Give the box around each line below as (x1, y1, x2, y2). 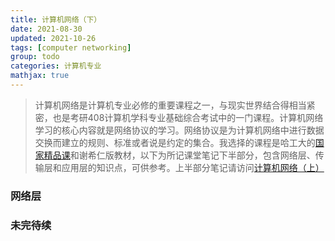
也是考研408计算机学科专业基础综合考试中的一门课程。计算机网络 (52, 111, 324, 123)
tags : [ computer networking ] (10, 42, 132, 53)
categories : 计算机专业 (10, 61, 102, 71)
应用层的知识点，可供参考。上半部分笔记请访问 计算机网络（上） (61, 161, 325, 173)
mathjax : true (10, 71, 70, 81)
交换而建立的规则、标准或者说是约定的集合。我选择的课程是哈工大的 (34, 136, 316, 148)
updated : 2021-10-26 (10, 33, 97, 43)
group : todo (10, 52, 60, 62)
